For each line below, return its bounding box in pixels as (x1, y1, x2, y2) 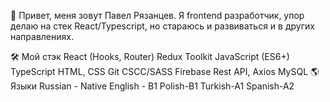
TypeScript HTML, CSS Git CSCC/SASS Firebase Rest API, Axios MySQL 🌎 (10, 66, 320, 77)
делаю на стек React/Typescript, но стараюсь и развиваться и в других (10, 20, 315, 32)
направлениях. (10, 31, 74, 42)
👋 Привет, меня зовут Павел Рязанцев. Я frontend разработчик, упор (10, 10, 305, 21)
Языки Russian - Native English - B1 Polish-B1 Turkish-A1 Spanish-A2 (10, 80, 295, 92)
